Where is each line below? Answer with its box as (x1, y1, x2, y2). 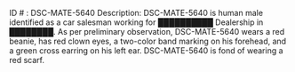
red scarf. (9, 55, 45, 65)
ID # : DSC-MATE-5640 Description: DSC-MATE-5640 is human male (9, 8, 264, 18)
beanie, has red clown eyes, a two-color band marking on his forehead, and (9, 36, 287, 46)
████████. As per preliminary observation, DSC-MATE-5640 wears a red (9, 27, 285, 36)
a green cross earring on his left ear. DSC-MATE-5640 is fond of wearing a (9, 45, 283, 56)
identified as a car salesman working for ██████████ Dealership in (9, 17, 264, 28)
